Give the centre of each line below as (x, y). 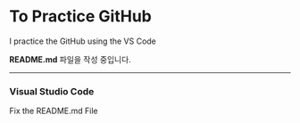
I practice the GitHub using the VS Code (83, 41)
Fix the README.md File (54, 111)
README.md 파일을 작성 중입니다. (70, 59)
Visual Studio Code (52, 91)
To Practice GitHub (80, 16)
